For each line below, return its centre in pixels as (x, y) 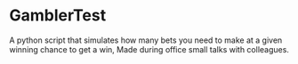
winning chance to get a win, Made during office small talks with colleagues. (149, 49)
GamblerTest (58, 16)
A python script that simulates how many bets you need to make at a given (146, 40)
